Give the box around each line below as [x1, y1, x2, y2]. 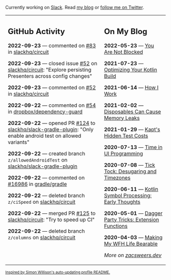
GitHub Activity [8, 26, 65, 36]
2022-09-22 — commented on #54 [8, 102, 96, 109]
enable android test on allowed [8, 132, 81, 139]
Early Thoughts [104, 198, 141, 205]
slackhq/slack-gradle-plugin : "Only [8, 126, 94, 133]
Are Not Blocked [104, 48, 144, 55]
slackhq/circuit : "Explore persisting [8, 66, 92, 73]
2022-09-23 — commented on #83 [8, 42, 96, 49]
